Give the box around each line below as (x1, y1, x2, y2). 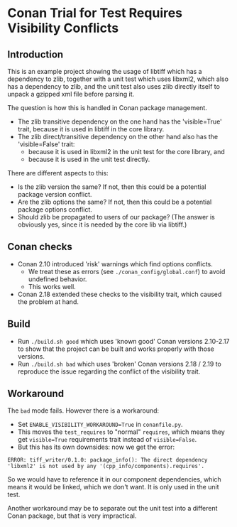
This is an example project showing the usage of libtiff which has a (7, 67, 202, 75)
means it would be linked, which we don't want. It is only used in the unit (7, 483, 219, 491)
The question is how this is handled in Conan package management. (7, 104, 207, 112)
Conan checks (7, 241, 72, 253)
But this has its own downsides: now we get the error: (17, 442, 175, 452)
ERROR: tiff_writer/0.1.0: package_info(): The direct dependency (7, 457, 208, 464)
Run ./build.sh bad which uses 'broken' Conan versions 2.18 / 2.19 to (17, 359, 222, 368)
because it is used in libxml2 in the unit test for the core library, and (28, 148, 225, 156)
